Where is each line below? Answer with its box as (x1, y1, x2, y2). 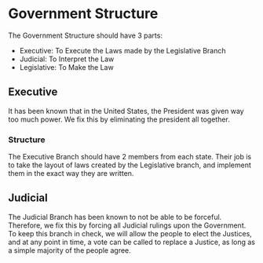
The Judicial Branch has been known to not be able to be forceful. (8, 212, 222, 221)
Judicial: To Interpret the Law (19, 54, 115, 64)
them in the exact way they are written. (8, 169, 134, 178)
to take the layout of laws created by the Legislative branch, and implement (8, 160, 251, 170)
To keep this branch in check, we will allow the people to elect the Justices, (8, 228, 253, 238)
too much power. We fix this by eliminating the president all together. (8, 115, 230, 124)
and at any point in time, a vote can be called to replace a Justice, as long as (8, 237, 256, 247)
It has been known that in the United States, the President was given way (8, 106, 245, 115)
